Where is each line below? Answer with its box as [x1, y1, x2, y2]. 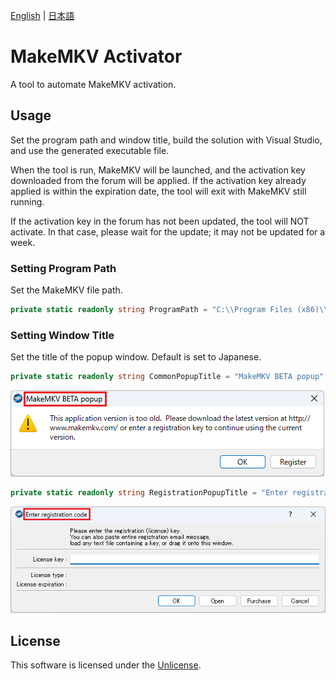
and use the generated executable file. [10, 144, 170, 156]
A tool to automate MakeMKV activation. [10, 78, 177, 90]
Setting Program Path [10, 261, 117, 275]
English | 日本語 [10, 10, 75, 21]
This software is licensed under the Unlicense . [10, 659, 202, 671]
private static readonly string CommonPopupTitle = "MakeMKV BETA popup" [10, 372, 325, 382]
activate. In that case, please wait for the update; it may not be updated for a [10, 225, 326, 238]
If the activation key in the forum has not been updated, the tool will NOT [10, 215, 310, 227]
